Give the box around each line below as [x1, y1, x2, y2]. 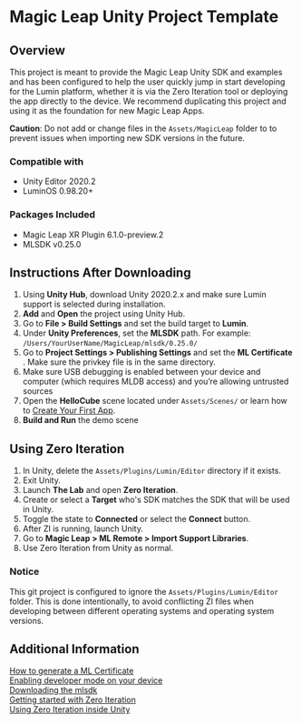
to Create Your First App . [22, 405, 116, 416]
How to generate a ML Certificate [9, 666, 134, 677]
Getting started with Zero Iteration [9, 694, 136, 706]
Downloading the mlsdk [9, 685, 98, 696]
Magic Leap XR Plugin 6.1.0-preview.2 [22, 229, 164, 240]
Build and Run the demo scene [22, 415, 139, 426]
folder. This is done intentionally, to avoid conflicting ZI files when [9, 596, 254, 607]
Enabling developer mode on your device [9, 675, 163, 686]
